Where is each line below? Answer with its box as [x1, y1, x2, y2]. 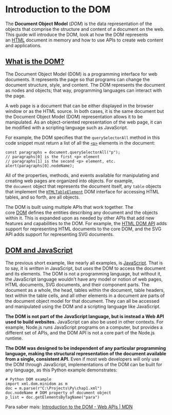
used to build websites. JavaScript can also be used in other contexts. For [5, 319, 164, 325]
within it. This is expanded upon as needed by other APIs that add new [5, 214, 155, 221]
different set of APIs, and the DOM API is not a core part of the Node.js [5, 329, 155, 335]
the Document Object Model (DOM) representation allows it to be [5, 113, 143, 120]
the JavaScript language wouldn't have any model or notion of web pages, [5, 276, 163, 282]
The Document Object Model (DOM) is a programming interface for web [5, 71, 158, 77]
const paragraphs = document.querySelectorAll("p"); [5, 150, 121, 155]
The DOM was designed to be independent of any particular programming [5, 345, 166, 351]
